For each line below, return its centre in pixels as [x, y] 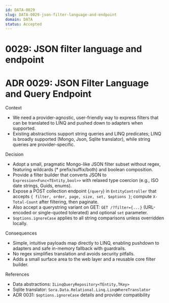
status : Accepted [24, 24]
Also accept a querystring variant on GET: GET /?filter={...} [77, 207]
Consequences [21, 233]
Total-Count [25, 202]
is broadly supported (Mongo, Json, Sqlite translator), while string [81, 139]
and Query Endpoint [48, 94]
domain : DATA [19, 19]
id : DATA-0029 [20, 10]
